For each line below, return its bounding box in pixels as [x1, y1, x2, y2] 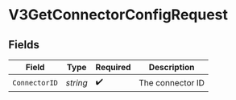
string [65, 77, 89, 88]
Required [95, 62, 131, 73]
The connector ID [139, 77, 205, 88]
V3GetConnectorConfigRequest [8, 6, 228, 24]
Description [148, 62, 195, 73]
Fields [8, 38, 40, 52]
